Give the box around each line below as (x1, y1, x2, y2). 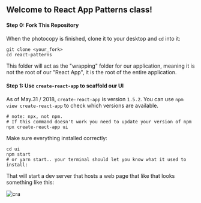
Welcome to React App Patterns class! (6, 5, 153, 15)
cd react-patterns (6, 51, 52, 57)
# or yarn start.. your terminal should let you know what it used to (6, 156, 187, 162)
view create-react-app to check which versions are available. (6, 102, 159, 109)
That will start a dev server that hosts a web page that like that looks (6, 172, 175, 179)
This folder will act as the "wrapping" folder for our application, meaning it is (6, 62, 195, 69)
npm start (6, 151, 31, 157)
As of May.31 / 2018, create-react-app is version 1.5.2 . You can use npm (6, 95, 184, 102)
